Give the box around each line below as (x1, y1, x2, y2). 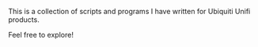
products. (8, 15, 40, 24)
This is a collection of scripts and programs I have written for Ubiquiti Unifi (8, 7, 251, 16)
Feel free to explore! (8, 31, 74, 39)
